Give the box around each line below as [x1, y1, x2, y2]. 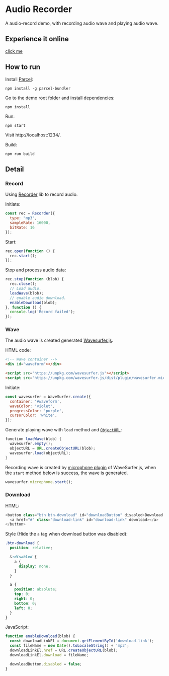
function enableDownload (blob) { [5, 634, 75, 639]
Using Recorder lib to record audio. [5, 191, 78, 197]
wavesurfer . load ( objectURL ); [10, 450, 71, 456]
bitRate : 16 [10, 225, 35, 230]
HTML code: [5, 347, 31, 353]
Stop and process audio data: [5, 267, 66, 273]
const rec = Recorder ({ [5, 211, 55, 216]
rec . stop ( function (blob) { [5, 277, 64, 282]
